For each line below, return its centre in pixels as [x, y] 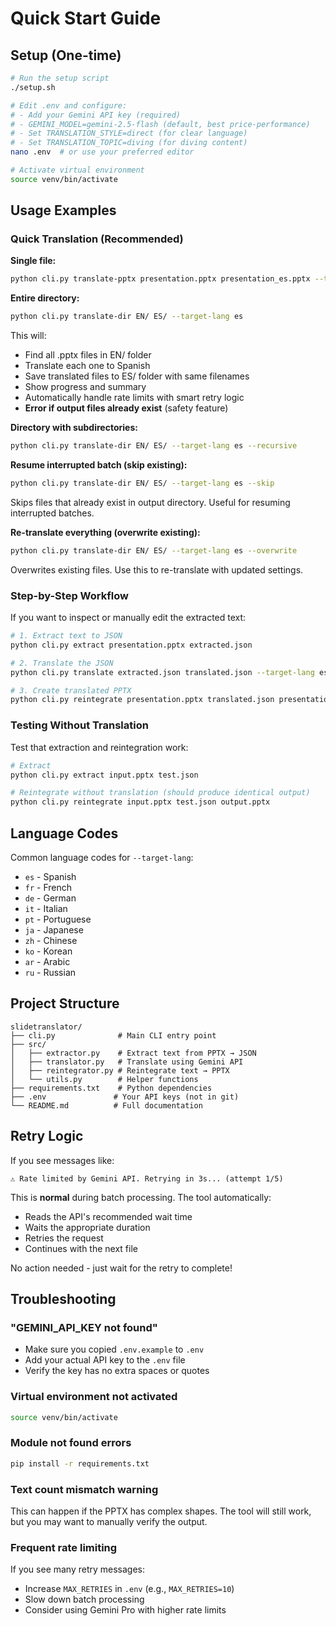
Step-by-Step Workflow [69, 595]
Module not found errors [71, 1443]
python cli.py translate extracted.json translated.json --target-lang [162, 672]
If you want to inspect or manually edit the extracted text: [128, 618]
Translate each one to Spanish [87, 366]
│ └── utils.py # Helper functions [104, 1079]
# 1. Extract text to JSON [66, 636]
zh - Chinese [51, 940]
